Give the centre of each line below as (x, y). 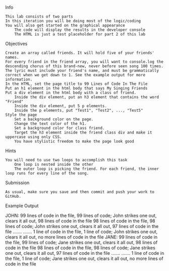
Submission (17, 183)
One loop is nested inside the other (54, 164)
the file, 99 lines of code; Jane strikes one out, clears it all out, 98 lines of (81, 242)
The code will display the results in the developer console (80, 30)
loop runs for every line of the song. (47, 173)
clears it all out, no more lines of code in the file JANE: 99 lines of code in (81, 237)
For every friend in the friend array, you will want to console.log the (84, 62)
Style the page (21, 115)
